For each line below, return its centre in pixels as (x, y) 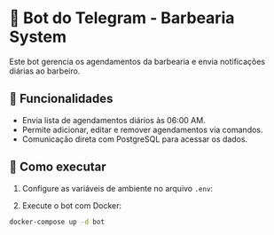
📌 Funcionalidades (61, 99)
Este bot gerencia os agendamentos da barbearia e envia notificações (137, 61)
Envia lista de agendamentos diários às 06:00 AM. (114, 120)
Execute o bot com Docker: (72, 205)
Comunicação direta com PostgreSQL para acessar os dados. (135, 139)
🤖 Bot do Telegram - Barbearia (122, 18)
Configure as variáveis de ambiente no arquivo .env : (117, 188)
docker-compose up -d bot (57, 222)
